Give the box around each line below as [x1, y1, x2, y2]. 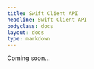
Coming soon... [7, 54, 50, 62]
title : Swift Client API [7, 10, 78, 17]
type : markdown [7, 36, 51, 42]
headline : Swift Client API [7, 16, 88, 23]
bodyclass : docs [7, 23, 54, 29]
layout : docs [7, 29, 45, 36]
